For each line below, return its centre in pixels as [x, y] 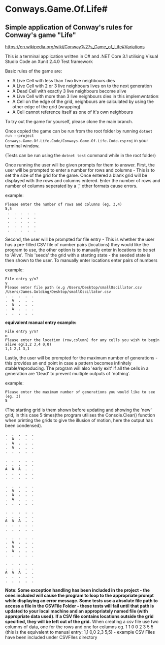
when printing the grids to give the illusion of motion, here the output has [79, 420]
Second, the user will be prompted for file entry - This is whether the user [80, 239]
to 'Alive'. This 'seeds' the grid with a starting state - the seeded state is [78, 255]
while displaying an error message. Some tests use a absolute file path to [82, 601]
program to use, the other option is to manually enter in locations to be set [80, 250]
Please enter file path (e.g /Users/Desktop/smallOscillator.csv [73, 288]
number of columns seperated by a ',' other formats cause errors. [71, 186]
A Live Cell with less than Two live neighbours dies [64, 81]
